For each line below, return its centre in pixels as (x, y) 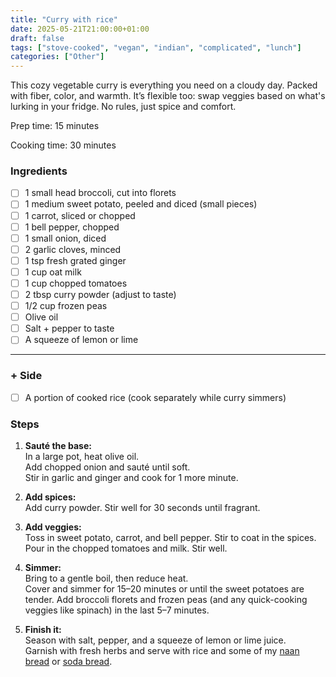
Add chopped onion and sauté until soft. (107, 467)
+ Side (26, 376)
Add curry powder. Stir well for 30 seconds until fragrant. (142, 507)
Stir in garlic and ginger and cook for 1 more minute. (131, 477)
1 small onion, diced (65, 238)
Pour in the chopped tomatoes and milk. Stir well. (126, 548)
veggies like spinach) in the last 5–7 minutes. (117, 610)
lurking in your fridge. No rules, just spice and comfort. (123, 107)
